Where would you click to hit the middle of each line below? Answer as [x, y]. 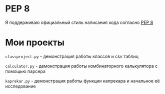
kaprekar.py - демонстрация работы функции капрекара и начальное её [82, 81]
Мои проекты [35, 43]
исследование [20, 86]
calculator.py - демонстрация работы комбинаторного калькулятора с [81, 66]
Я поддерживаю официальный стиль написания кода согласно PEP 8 [79, 22]
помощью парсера [25, 71]
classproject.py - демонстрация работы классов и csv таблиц [72, 56]
